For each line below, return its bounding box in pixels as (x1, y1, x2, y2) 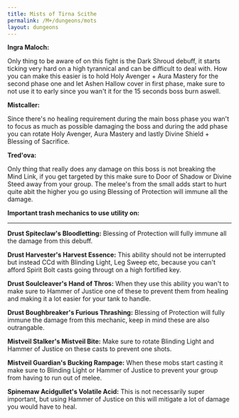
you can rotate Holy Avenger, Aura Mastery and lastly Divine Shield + (7, 129, 210, 139)
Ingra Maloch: (7, 43, 50, 52)
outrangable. (7, 323, 45, 332)
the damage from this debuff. (7, 237, 93, 245)
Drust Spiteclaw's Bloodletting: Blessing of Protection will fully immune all (7, 229, 227, 238)
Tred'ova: (7, 151, 37, 160)
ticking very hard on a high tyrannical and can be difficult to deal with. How (7, 65, 228, 73)
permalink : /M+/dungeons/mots (7, 17, 97, 24)
